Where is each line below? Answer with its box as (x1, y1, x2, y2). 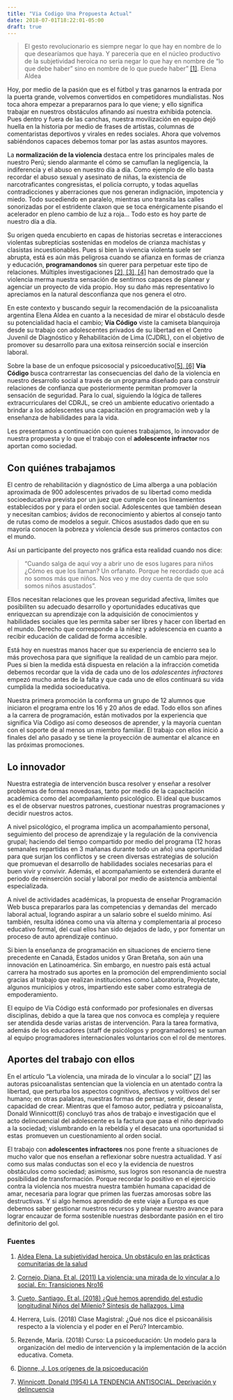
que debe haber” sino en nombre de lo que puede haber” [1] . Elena (24, 64, 217, 73)
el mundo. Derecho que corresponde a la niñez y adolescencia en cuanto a (7, 625, 223, 633)
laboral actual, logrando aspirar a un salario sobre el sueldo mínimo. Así (7, 911, 212, 918)
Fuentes (7, 1236, 35, 1246)
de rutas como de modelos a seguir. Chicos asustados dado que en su (7, 517, 209, 526)
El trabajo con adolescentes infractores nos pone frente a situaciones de (7, 1145, 218, 1153)
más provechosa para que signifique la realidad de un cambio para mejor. (7, 653, 218, 662)
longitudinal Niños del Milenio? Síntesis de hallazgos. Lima (17, 1302, 184, 1310)
